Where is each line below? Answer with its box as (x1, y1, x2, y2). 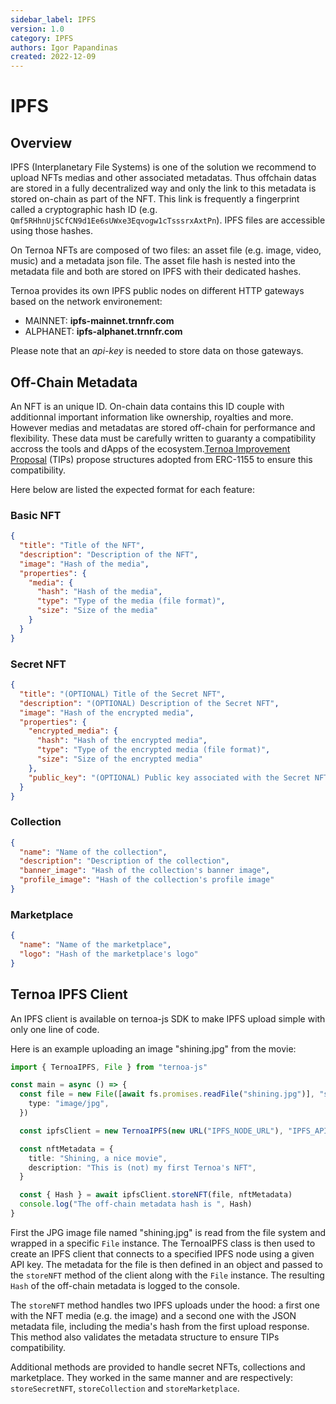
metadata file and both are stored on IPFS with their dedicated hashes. (10, 266, 302, 278)
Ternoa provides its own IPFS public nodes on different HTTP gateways (10, 285, 305, 297)
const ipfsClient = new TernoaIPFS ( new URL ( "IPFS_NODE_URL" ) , (19, 1126, 284, 1136)
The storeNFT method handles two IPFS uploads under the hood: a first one (10, 1299, 320, 1311)
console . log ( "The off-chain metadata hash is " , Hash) (19, 1199, 253, 1210)
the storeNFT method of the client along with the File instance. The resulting (10, 1269, 325, 1281)
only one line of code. (10, 1023, 100, 1035)
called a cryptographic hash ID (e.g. (10, 204, 158, 216)
